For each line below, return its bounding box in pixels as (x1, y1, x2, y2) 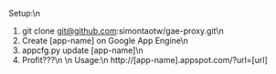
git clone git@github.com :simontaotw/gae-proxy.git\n (21, 26, 225, 36)
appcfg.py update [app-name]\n (21, 45, 143, 56)
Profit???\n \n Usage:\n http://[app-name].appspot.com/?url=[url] (21, 55, 268, 65)
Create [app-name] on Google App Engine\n (21, 36, 189, 46)
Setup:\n (8, 8, 41, 18)
